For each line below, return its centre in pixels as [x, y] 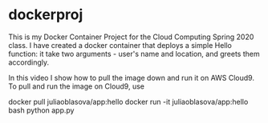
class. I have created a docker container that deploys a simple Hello [120, 45]
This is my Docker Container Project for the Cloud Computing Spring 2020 [131, 37]
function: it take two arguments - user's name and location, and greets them [134, 54]
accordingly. [29, 62]
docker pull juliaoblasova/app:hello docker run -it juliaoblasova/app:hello [128, 101]
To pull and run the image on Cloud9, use [76, 86]
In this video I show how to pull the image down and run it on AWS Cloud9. [132, 77]
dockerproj [46, 15]
